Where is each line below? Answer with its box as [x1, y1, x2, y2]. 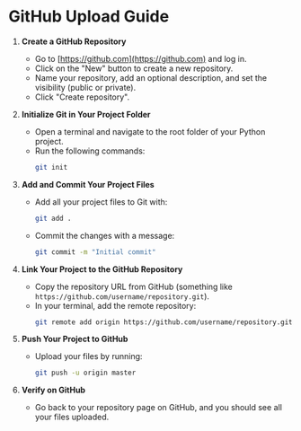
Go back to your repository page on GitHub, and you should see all [34, 402, 282, 413]
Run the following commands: [34, 145, 146, 156]
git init [34, 163, 68, 172]
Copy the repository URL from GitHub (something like [34, 281, 233, 292]
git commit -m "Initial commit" [34, 247, 156, 257]
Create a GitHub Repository [21, 36, 127, 47]
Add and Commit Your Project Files [21, 179, 155, 189]
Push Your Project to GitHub [21, 334, 128, 345]
